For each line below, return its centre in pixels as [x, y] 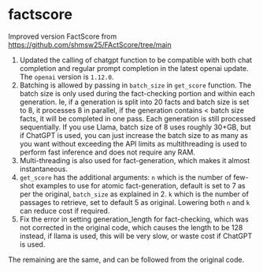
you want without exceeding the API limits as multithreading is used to [133, 143]
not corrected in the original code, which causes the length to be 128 [131, 227]
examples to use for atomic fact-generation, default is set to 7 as [141, 185]
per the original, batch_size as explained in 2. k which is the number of [134, 194]
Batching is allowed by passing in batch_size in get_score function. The [135, 85]
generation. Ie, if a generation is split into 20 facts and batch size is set [134, 102]
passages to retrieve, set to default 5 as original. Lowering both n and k [135, 202]
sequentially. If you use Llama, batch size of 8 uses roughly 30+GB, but [135, 127]
